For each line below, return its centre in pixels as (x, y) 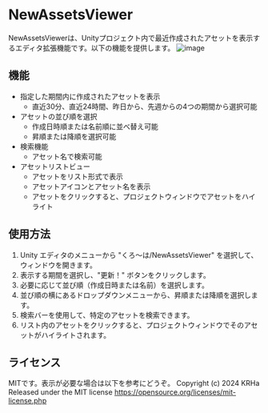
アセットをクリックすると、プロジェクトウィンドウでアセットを (137, 196)
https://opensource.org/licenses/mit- (176, 392)
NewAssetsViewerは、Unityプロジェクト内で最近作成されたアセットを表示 (131, 38)
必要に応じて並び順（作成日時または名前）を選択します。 (114, 285)
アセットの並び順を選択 (58, 116)
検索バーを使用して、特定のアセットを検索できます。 (107, 315)
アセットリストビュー (55, 166)
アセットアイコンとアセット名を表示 (91, 186)
